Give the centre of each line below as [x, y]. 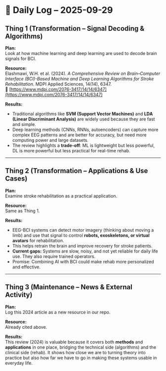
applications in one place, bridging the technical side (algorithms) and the [81, 347]
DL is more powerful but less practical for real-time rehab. [71, 151]
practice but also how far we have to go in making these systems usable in [81, 358]
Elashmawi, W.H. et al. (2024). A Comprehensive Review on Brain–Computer [83, 73]
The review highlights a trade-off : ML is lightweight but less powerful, [83, 145]
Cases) [16, 179]
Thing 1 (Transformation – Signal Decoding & [75, 29]
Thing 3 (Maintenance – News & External [69, 287]
